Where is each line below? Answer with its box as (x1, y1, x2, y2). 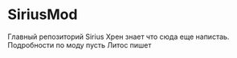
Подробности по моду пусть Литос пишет (7, 40, 152, 49)
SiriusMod (7, 6, 78, 24)
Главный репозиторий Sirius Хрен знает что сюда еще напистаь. (7, 32, 230, 41)
